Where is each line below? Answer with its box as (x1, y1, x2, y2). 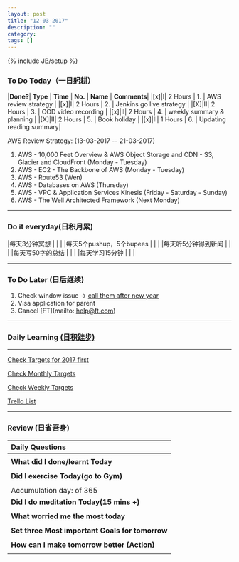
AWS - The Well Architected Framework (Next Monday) (17, 196, 180, 204)
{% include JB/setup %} (7, 56, 78, 65)
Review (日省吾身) (7, 423, 70, 433)
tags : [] (7, 37, 33, 44)
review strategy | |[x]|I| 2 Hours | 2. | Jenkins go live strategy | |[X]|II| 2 (7, 100, 216, 109)
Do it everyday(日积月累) (7, 222, 94, 232)
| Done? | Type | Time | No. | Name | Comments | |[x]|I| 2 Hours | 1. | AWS (7, 92, 222, 101)
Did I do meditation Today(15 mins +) (11, 497, 140, 507)
